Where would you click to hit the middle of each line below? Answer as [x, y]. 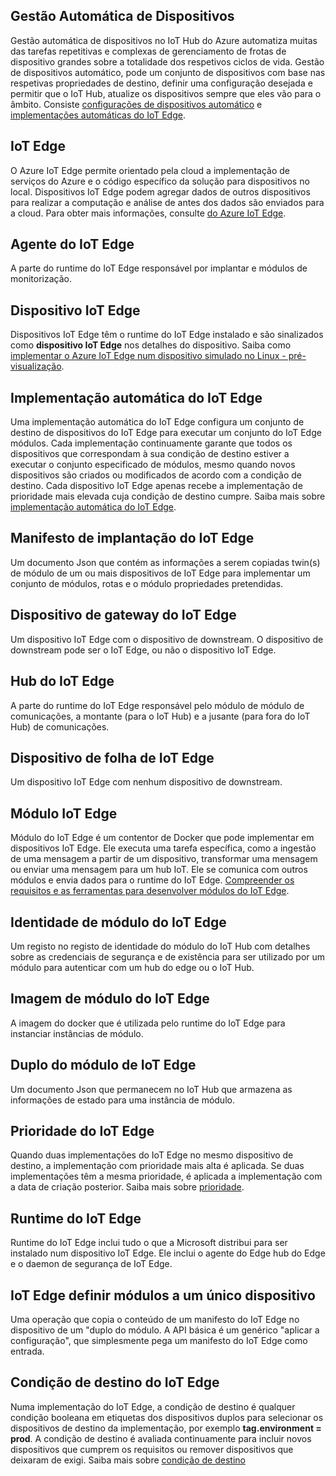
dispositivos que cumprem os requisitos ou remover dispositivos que [152, 1449]
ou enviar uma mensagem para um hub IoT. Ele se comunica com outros [159, 870]
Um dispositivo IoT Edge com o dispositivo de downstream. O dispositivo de [167, 639]
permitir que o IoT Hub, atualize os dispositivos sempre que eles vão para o [166, 93]
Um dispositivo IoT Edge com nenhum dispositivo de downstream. [146, 782]
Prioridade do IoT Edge [82, 1130]
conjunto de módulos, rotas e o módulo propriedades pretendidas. [147, 583]
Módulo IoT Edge [64, 813]
